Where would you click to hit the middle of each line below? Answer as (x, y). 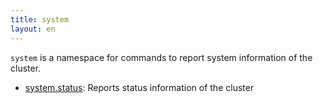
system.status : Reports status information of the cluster (139, 87)
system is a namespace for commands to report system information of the (161, 57)
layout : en (33, 29)
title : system (40, 19)
